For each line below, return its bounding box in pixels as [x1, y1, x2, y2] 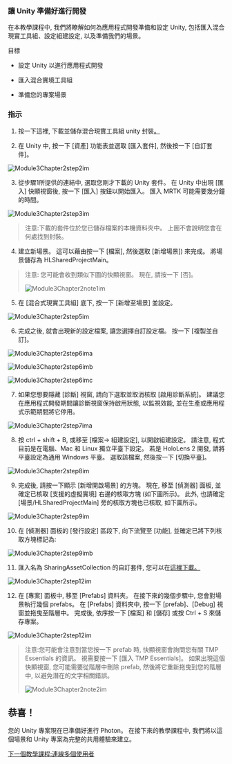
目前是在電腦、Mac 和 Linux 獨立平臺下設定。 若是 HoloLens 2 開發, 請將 [17, 444, 225, 453]
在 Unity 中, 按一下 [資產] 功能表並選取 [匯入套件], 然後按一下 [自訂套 [17, 141, 213, 149]
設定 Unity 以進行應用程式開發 [17, 61, 104, 70]
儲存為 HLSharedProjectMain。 [23, 255, 113, 264]
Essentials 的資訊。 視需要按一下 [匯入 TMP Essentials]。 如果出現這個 [24, 654, 225, 662]
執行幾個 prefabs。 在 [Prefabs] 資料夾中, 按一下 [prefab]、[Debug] [23, 600, 216, 608]
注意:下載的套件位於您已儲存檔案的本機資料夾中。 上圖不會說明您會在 [24, 224, 222, 232]
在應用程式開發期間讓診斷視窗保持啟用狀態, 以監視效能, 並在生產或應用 [17, 399, 219, 407]
